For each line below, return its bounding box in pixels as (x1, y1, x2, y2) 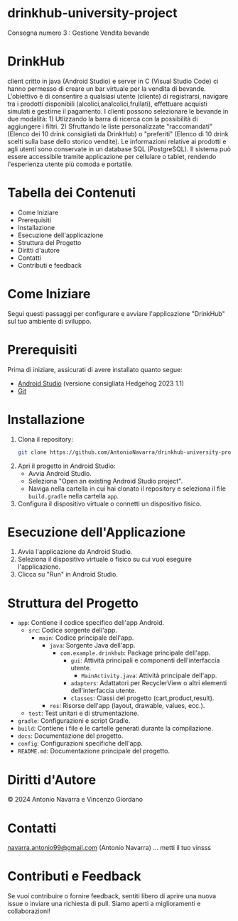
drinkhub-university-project (7, 5, 178, 21)
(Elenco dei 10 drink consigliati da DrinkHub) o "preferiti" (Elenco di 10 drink (7, 129, 229, 138)
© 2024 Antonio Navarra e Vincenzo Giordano (7, 795, 144, 804)
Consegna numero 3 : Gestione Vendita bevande (7, 28, 150, 37)
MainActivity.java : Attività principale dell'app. (81, 671, 217, 680)
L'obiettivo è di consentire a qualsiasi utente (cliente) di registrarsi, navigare (7, 92, 229, 100)
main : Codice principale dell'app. (38, 633, 134, 642)
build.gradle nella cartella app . (28, 491, 119, 500)
